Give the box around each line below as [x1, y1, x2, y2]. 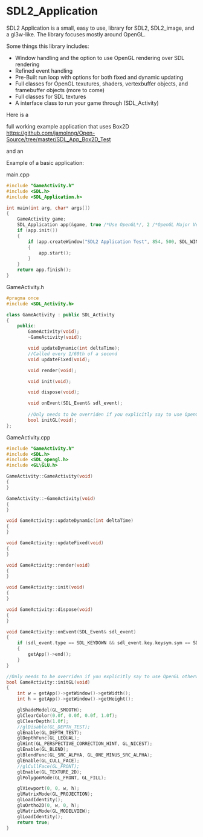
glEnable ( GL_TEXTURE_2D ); [17, 769, 83, 775]
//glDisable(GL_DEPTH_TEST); [17, 724, 91, 730]
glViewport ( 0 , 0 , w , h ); [17, 785, 80, 792]
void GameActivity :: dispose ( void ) [6, 606, 94, 613]
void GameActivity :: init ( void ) [6, 584, 85, 590]
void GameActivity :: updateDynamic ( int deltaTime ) [6, 518, 134, 524]
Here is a [6, 111, 29, 118]
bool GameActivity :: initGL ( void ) [6, 679, 91, 685]
